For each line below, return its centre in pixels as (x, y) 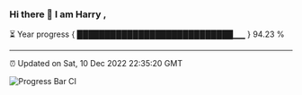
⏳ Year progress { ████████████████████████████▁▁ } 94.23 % (147, 34)
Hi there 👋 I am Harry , (58, 14)
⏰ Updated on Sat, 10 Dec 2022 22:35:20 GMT (96, 64)
